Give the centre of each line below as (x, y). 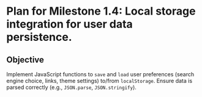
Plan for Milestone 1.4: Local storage (101, 11)
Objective (25, 59)
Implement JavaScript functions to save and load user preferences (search (100, 74)
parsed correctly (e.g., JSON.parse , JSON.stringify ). (71, 87)
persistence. (39, 37)
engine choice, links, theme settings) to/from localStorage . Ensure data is (99, 81)
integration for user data (69, 24)
